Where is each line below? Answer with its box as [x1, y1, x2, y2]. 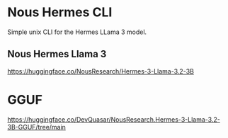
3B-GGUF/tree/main [7, 122, 66, 131]
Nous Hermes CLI [7, 4, 113, 21]
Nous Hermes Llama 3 [7, 48, 107, 60]
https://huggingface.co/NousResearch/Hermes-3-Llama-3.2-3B [7, 67, 195, 75]
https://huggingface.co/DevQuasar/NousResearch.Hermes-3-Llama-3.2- [7, 115, 221, 124]
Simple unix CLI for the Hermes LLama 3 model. [7, 28, 147, 36]
